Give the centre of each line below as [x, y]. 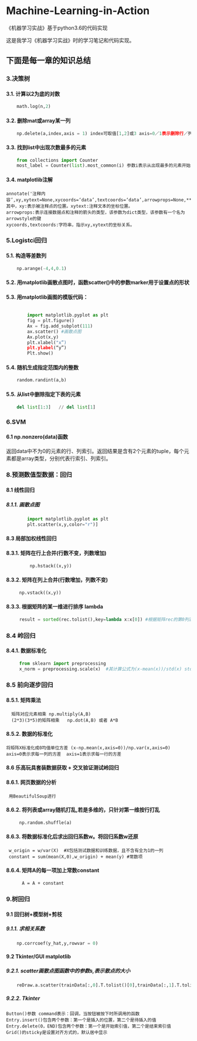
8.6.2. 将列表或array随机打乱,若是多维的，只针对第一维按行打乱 [83, 810]
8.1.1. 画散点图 [23, 504]
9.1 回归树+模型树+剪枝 [34, 914]
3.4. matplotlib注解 [29, 180]
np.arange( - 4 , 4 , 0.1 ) [42, 268]
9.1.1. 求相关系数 [26, 929]
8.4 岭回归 [21, 636]
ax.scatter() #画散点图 [55, 332]
